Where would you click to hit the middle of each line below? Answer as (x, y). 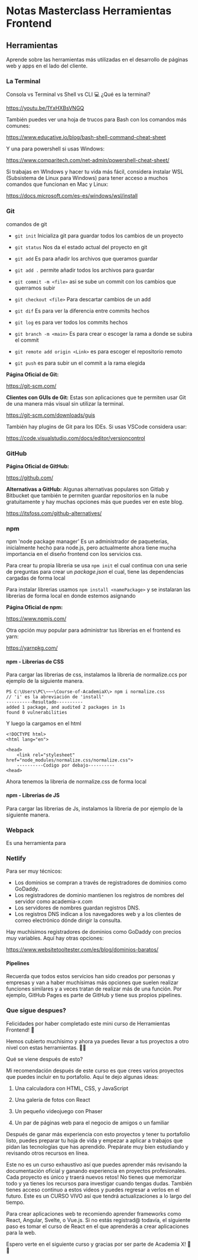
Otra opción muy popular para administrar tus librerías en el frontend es (94, 630)
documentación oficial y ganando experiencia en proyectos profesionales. (96, 1171)
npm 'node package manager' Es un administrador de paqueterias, (87, 541)
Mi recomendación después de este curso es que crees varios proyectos (95, 1071)
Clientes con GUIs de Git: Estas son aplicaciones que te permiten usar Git (96, 397)
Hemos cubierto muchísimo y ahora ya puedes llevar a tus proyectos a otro (98, 1041)
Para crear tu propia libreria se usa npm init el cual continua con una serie (97, 565)
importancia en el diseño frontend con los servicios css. (74, 554)
